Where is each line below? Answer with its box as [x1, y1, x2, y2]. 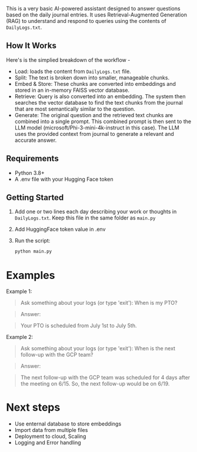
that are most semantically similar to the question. [14, 105, 135, 112]
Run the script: [14, 237, 51, 244]
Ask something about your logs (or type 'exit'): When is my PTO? [20, 300, 178, 307]
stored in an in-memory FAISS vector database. [14, 87, 130, 94]
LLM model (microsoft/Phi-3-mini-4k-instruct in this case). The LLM [14, 124, 179, 131]
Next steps [6, 401, 61, 414]
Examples [6, 268, 55, 282]
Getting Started [6, 192, 64, 202]
